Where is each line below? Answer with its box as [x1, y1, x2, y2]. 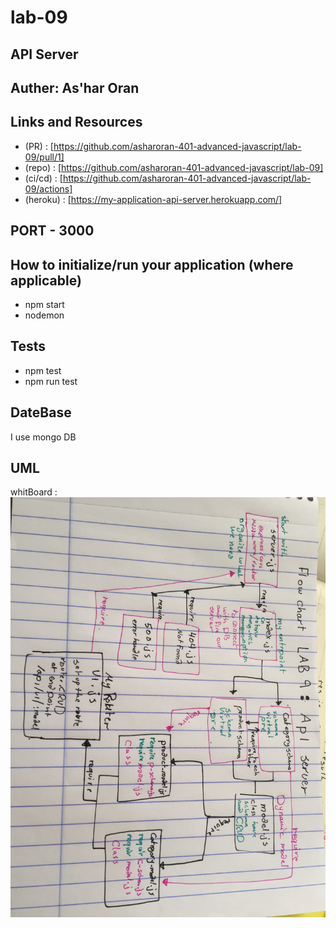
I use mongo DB [10, 431, 77, 443]
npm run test [24, 375, 78, 387]
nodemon [24, 309, 65, 321]
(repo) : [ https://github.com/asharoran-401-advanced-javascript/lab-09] [24, 161, 324, 173]
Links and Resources [10, 114, 143, 131]
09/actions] [24, 182, 73, 195]
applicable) [10, 272, 82, 289]
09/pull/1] [24, 151, 65, 163]
